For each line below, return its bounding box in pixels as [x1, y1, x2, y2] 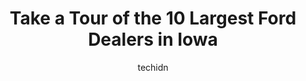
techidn [137, 61, 169, 73]
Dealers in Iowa [88, 28, 218, 51]
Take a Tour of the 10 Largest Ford [9, 7, 297, 30]
